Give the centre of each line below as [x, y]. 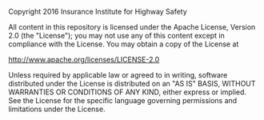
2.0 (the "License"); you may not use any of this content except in [117, 36]
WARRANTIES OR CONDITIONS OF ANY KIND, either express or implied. [127, 92]
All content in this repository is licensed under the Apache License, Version [132, 27]
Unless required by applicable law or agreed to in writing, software [118, 75]
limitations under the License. [57, 109]
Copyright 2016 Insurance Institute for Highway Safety [98, 12]
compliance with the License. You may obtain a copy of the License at [124, 44]
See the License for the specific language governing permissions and [123, 100]
